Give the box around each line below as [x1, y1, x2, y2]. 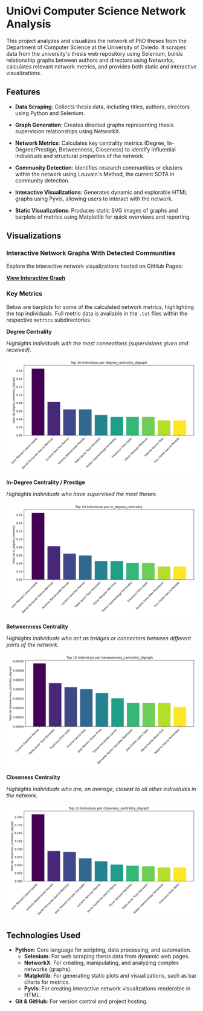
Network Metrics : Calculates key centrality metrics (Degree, [14, 139, 166, 147]
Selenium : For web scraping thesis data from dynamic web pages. [24, 953, 190, 960]
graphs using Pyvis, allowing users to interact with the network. [14, 195, 173, 202]
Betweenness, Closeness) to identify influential [59, 145, 176, 153]
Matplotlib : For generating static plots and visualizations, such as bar [24, 972, 197, 980]
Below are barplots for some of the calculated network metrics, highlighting [6, 303, 195, 310]
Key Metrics [6, 290, 43, 298]
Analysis [6, 17, 51, 31]
